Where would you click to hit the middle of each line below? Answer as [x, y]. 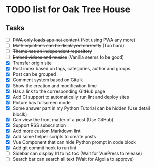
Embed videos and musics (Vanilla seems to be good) [68, 57]
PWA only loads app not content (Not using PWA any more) [74, 40]
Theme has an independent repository [52, 51]
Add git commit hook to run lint [45, 148]
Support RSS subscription [39, 125]
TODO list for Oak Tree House [68, 9]
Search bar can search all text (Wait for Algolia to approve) [73, 159]
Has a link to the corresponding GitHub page [59, 91]
